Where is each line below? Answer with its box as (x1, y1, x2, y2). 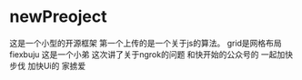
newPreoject (9, 6, 107, 27)
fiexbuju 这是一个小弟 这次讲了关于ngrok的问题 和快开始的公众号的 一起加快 (9, 48, 294, 60)
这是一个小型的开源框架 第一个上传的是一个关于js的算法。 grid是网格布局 (9, 37, 282, 48)
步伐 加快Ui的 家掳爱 (9, 60, 86, 71)
